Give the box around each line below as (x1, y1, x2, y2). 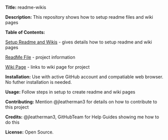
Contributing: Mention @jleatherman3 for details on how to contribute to (5, 99, 157, 105)
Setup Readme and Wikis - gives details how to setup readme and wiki (5, 39, 152, 45)
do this (5, 119, 20, 125)
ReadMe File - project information (5, 54, 75, 60)
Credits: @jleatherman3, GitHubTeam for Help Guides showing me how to (5, 114, 159, 120)
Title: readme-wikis (5, 5, 47, 10)
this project (5, 104, 29, 110)
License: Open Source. (5, 129, 54, 135)
